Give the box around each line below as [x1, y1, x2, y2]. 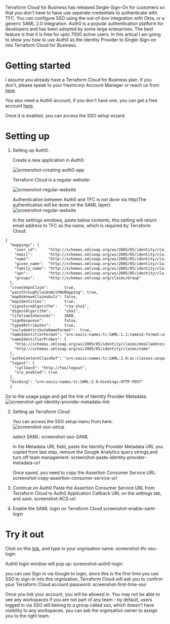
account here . [5, 103, 34, 109]
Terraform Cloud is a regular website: [12, 176, 91, 182]
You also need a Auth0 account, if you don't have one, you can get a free [5, 97, 158, 103]
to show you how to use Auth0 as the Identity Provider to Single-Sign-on [5, 37, 157, 43]
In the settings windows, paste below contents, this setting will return [12, 217, 157, 223]
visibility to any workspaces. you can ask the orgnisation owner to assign [5, 607, 158, 613]
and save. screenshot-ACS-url [12, 495, 76, 502]
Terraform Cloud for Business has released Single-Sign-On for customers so [5, 5, 165, 10]
